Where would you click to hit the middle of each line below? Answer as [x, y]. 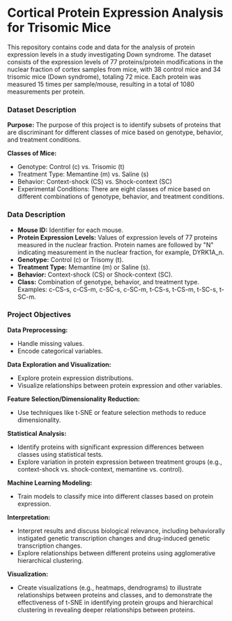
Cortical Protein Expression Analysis [116, 13]
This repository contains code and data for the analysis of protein [101, 47]
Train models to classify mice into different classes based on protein [115, 496]
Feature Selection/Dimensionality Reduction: [74, 399]
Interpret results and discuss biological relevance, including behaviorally [121, 531]
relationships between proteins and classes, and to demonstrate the [115, 594]
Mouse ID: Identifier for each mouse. [70, 230]
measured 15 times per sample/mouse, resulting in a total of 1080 [101, 84]
